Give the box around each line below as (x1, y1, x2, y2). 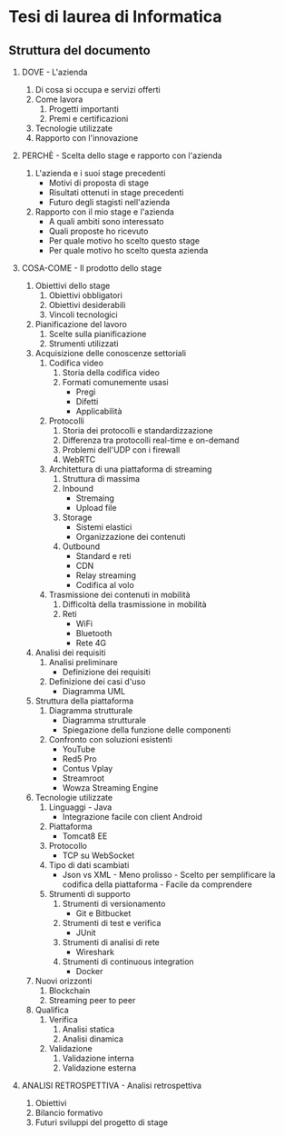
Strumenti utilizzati (48, 338, 119, 349)
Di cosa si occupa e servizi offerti (34, 85, 161, 95)
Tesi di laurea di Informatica (8, 6, 222, 27)
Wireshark (75, 947, 115, 957)
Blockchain (48, 985, 91, 996)
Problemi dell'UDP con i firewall (62, 444, 181, 455)
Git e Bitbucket (75, 908, 132, 919)
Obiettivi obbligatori (48, 290, 123, 301)
